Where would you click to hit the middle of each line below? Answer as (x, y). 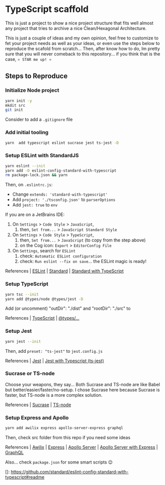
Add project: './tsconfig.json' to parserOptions (64, 200)
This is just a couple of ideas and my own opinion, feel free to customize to (82, 38)
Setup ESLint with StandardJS (42, 156)
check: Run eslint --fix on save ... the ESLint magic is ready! (83, 261)
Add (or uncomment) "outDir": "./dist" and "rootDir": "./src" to (68, 308)
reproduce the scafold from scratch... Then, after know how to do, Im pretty (82, 48)
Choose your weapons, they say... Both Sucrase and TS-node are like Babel (83, 384)
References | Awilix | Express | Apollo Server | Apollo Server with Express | (82, 447)
